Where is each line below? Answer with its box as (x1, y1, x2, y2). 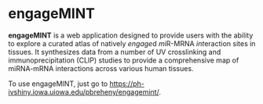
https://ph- (109, 79, 145, 88)
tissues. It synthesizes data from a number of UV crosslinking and (8, 47, 221, 56)
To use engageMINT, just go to (8, 79, 108, 88)
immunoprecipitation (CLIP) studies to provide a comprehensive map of (8, 56, 239, 65)
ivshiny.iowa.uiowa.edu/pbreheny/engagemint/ (8, 87, 159, 96)
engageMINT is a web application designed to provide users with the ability (8, 30, 254, 40)
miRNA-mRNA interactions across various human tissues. (8, 63, 194, 73)
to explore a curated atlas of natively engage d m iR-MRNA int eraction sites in (8, 38, 256, 48)
